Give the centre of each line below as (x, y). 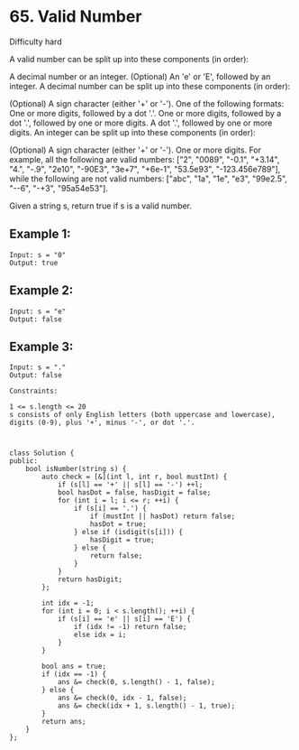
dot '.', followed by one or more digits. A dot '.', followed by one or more (141, 123)
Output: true (34, 263)
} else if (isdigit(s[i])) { (128, 532)
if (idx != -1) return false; (130, 626)
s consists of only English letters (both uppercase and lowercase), (143, 415)
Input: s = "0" (38, 255)
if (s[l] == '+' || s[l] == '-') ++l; (130, 485)
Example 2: (41, 291)
